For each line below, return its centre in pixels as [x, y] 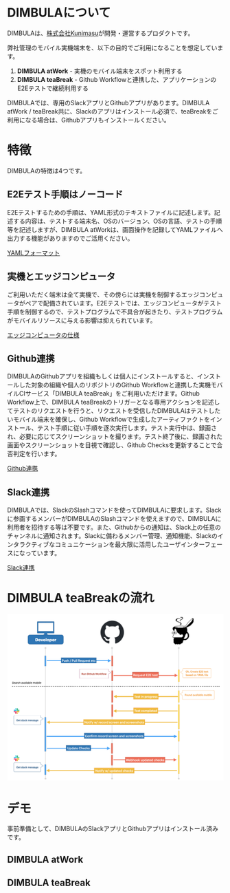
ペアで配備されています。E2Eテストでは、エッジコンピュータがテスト [123, 303]
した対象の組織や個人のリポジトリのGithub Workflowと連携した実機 [115, 385]
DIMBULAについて [59, 13]
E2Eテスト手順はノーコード [65, 194]
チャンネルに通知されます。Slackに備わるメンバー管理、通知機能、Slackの [113, 536]
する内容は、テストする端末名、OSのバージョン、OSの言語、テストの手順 [117, 221]
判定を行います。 [37, 454]
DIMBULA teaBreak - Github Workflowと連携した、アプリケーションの [117, 79]
